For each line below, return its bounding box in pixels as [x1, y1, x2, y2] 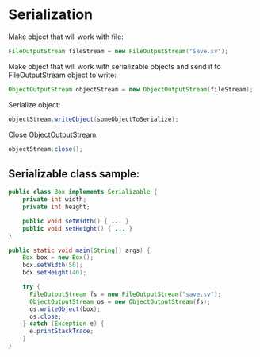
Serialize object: [8, 99, 61, 109]
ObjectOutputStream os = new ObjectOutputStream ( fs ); [29, 297, 212, 305]
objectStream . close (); [8, 145, 83, 153]
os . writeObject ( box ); [29, 305, 101, 313]
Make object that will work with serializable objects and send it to [8, 61, 221, 71]
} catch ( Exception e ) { [22, 320, 105, 328]
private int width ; [22, 196, 87, 204]
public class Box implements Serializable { [8, 188, 158, 196]
